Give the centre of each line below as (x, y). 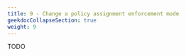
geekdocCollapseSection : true (52, 20)
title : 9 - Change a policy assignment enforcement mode (93, 14)
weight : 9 (22, 27)
